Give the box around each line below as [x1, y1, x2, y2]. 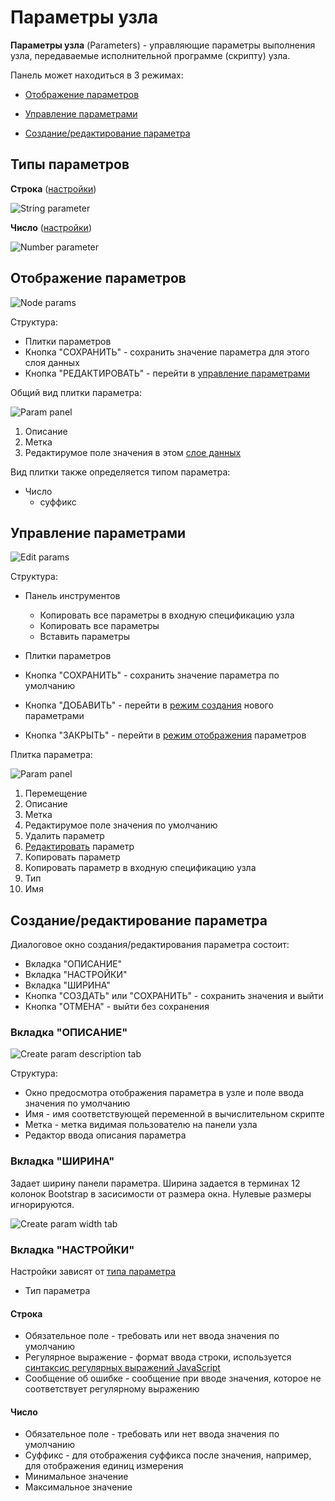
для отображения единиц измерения [24, 1460, 184, 1472]
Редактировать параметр [24, 841, 135, 853]
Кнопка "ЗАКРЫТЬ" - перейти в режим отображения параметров [24, 729, 307, 741]
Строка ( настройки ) [10, 182, 97, 195]
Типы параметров [10, 156, 130, 173]
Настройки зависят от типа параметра [10, 1266, 177, 1278]
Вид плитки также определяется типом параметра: [10, 466, 231, 478]
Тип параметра [24, 1285, 91, 1297]
